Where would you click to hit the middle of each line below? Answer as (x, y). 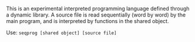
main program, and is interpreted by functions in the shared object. (88, 21)
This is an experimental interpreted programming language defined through (98, 9)
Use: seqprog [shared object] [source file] (61, 33)
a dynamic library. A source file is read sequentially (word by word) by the (96, 15)
